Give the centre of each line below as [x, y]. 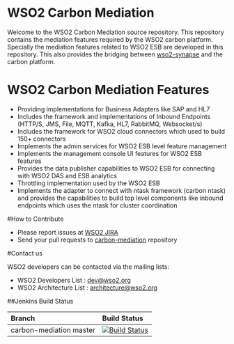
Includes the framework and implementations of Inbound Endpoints [114, 116]
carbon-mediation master [53, 330]
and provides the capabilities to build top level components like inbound [120, 198]
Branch [23, 318]
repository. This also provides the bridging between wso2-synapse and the [115, 54]
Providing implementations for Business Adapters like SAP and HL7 [114, 109]
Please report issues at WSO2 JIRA [68, 232]
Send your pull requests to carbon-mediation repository [97, 240]
